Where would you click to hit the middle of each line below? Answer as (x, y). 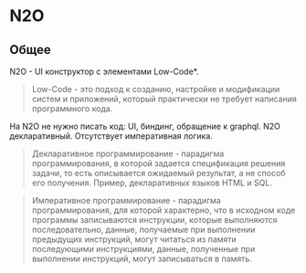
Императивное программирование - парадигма (126, 200)
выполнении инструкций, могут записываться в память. (142, 258)
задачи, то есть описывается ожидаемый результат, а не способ (158, 173)
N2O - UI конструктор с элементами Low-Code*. (104, 71)
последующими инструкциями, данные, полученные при (143, 249)
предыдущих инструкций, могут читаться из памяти (134, 239)
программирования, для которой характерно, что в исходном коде (164, 210)
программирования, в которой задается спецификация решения (158, 163)
